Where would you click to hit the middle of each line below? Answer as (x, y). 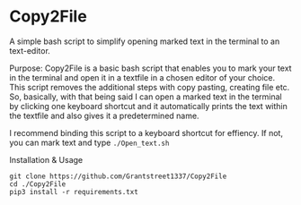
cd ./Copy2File (38, 184)
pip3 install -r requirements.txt (74, 192)
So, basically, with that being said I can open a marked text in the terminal (146, 97)
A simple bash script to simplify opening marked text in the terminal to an (145, 41)
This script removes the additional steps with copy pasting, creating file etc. (150, 87)
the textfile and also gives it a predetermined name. (104, 115)
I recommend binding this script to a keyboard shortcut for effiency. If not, (146, 132)
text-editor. (30, 50)
